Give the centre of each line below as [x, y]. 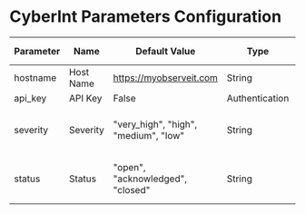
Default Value [166, 51]
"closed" [132, 190]
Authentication [258, 98]
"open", [129, 167]
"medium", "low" [148, 135]
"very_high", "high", [155, 124]
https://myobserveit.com [165, 77]
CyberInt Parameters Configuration [146, 17]
